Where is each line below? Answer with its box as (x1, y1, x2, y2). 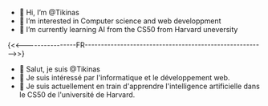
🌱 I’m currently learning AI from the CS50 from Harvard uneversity (18, 25, 238, 34)
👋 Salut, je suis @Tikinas (18, 64, 101, 74)
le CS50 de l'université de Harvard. (18, 90, 136, 100)
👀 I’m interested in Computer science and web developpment (18, 16, 221, 26)
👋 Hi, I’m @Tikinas (18, 8, 79, 17)
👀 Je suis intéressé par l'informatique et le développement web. (18, 73, 230, 82)
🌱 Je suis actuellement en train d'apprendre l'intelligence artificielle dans (18, 81, 260, 91)
